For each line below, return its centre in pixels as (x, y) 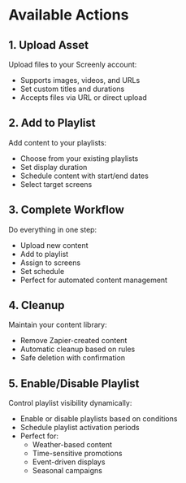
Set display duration (54, 167)
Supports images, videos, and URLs (80, 80)
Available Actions (69, 15)
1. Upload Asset (49, 45)
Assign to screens (50, 263)
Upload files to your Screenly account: (73, 64)
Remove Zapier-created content (74, 341)
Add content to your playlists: (58, 142)
